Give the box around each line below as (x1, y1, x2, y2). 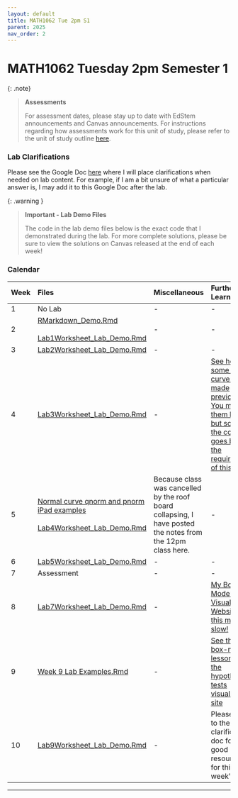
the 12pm (153, 536, 186, 546)
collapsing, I (153, 509, 193, 519)
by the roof (153, 492, 191, 501)
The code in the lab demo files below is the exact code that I (24, 224, 201, 233)
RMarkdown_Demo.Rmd (38, 315, 118, 325)
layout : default (7, 10, 55, 18)
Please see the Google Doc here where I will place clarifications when (7, 168, 211, 177)
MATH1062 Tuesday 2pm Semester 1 (7, 61, 229, 77)
